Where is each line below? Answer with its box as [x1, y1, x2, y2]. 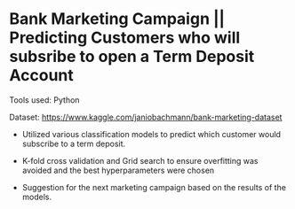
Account [9, 66, 74, 86]
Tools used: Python [9, 94, 80, 105]
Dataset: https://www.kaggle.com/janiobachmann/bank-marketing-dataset [9, 112, 283, 122]
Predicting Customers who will [9, 27, 241, 48]
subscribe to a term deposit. [21, 138, 126, 149]
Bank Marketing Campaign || [9, 9, 226, 29]
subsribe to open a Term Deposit [9, 47, 255, 66]
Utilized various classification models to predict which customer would [21, 128, 282, 139]
